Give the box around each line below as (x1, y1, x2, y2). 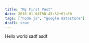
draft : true (5, 20, 29, 25)
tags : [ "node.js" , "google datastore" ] (5, 16, 85, 21)
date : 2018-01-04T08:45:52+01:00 (5, 11, 72, 16)
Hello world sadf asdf (5, 33, 48, 39)
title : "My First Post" (5, 7, 53, 12)
